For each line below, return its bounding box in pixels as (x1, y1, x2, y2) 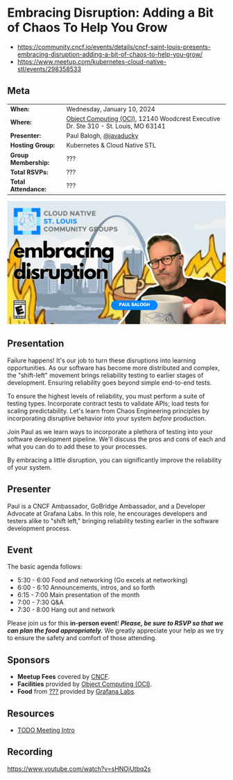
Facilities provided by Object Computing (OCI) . (17, 680, 153, 688)
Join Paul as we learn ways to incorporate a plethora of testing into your (7, 427, 213, 436)
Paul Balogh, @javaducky (66, 132, 139, 140)
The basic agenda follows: (7, 562, 83, 571)
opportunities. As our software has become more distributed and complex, (7, 363, 221, 372)
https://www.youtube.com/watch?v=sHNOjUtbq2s (7, 764, 151, 773)
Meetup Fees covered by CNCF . (17, 673, 110, 681)
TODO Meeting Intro (17, 726, 75, 735)
